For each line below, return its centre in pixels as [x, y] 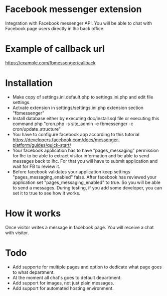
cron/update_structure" [37, 129]
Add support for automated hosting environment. [63, 288]
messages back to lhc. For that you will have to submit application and [85, 161]
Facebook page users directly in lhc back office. [55, 28]
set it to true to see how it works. [46, 193]
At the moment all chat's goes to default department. [67, 277]
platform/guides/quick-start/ [42, 145]
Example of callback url [55, 49]
